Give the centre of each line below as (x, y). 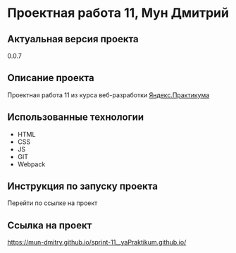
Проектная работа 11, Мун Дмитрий (118, 13)
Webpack (31, 164)
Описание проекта (51, 78)
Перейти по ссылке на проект (52, 203)
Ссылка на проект (50, 225)
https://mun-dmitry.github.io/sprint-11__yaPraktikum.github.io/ (97, 242)
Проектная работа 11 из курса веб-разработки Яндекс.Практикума (108, 95)
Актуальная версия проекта (73, 39)
